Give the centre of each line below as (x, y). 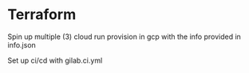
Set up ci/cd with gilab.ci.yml (55, 60)
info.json (22, 44)
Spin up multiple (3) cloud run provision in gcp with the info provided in (124, 36)
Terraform (42, 15)
